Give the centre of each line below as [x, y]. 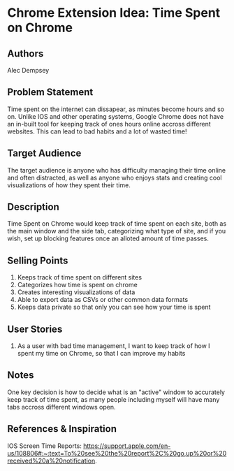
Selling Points [38, 260]
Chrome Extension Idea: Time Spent [114, 13]
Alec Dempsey [28, 70]
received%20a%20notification [51, 461]
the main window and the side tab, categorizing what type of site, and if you [117, 231]
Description [33, 207]
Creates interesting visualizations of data [76, 292]
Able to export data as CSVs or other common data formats [103, 300]
